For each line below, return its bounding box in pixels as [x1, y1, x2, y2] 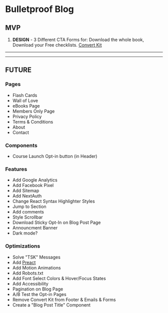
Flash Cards [12, 92, 37, 98]
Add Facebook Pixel [12, 182, 54, 188]
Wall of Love [12, 97, 38, 103]
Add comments [12, 209, 44, 215]
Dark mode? [12, 230, 38, 236]
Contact [12, 129, 29, 135]
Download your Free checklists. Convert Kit [12, 42, 102, 48]
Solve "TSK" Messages [12, 254, 61, 260]
